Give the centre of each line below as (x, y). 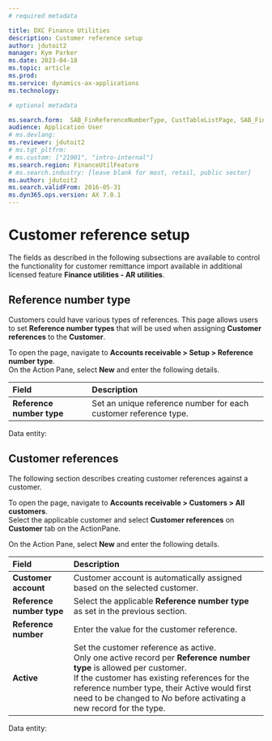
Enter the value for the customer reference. (155, 629)
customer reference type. (140, 413)
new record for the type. (119, 708)
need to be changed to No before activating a (159, 698)
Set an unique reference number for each (170, 403)
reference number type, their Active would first (162, 688)
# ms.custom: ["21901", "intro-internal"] (81, 157)
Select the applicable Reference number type (161, 601)
